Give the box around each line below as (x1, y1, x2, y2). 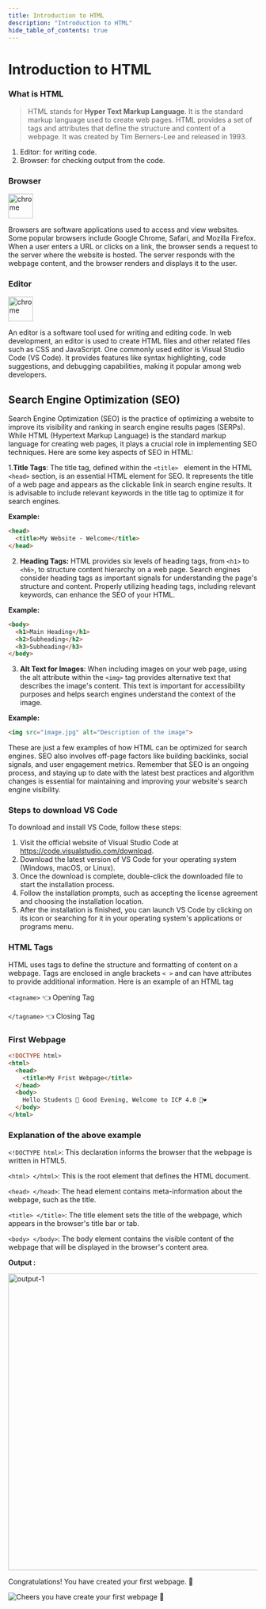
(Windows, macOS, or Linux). (19, 863, 116, 873)
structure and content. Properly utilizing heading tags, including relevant (19, 581, 256, 590)
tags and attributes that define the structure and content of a (27, 123, 226, 133)
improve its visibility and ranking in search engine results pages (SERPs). (8, 423, 245, 432)
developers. (8, 370, 47, 380)
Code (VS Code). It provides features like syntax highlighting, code (8, 353, 226, 362)
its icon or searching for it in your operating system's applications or (19, 913, 243, 923)
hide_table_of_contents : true (8, 26, 108, 34)
